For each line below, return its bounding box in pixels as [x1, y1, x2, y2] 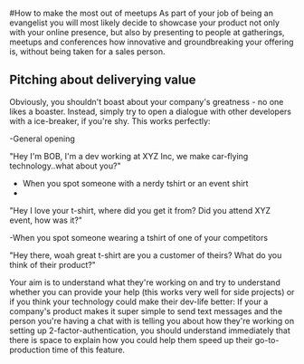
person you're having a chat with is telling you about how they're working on [9, 315, 295, 326]
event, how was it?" [9, 215, 83, 225]
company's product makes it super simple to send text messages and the [9, 305, 283, 316]
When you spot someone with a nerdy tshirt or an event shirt [22, 177, 249, 188]
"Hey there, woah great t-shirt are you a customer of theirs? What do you [9, 249, 282, 261]
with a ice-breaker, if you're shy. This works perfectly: [9, 115, 211, 126]
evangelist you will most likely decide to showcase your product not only [9, 17, 280, 28]
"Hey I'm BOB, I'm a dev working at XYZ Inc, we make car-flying [9, 150, 249, 161]
